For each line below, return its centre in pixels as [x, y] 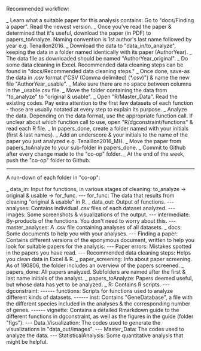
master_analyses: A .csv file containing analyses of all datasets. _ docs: [94, 227]
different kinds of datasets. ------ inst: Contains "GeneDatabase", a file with [100, 297]
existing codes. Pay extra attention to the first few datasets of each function [100, 103]
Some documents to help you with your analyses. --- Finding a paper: [92, 234]
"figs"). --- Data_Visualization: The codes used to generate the [83, 323]
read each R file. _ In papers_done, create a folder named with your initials [98, 128]
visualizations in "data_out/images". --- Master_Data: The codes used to [95, 329]
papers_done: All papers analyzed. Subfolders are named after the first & [96, 272]
